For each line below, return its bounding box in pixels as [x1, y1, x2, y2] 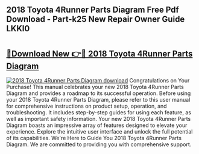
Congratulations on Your [129, 77, 190, 84]
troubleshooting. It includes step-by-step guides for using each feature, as [6, 109, 192, 116]
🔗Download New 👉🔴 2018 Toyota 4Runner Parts [6, 48, 193, 59]
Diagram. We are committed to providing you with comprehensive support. [6, 141, 192, 148]
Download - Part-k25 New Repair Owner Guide [6, 14, 185, 25]
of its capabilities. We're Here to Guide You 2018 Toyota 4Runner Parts [6, 135, 182, 141]
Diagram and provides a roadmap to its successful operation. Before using [6, 90, 191, 97]
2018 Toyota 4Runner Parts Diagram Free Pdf [6, 5, 179, 15]
